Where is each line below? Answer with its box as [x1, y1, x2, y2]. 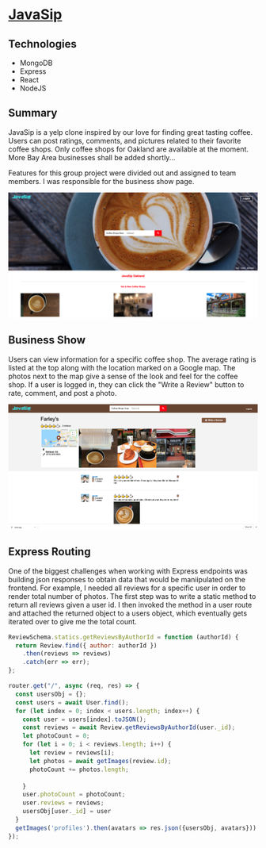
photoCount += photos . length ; [28, 766, 129, 773]
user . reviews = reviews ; [22, 799, 104, 807]
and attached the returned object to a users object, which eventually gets [8, 608, 248, 618]
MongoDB [19, 58, 53, 67]
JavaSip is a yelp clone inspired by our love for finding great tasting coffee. [8, 127, 253, 136]
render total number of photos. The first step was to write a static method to [8, 591, 256, 601]
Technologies [8, 37, 78, 51]
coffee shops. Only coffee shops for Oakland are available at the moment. [8, 144, 249, 154]
